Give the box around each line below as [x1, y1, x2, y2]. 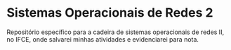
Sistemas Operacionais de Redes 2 [6, 5, 213, 21]
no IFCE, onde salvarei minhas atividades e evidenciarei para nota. [6, 35, 199, 43]
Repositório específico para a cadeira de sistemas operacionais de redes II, [6, 28, 225, 36]
